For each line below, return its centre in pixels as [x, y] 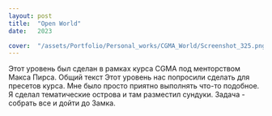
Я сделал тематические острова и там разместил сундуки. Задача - [127, 95]
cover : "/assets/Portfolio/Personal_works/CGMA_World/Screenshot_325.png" [139, 45]
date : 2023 [30, 31]
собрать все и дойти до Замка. [62, 103]
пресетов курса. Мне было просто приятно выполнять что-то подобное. [134, 86]
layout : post [30, 16]
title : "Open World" [45, 24]
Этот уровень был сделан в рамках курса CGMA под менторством [125, 69]
